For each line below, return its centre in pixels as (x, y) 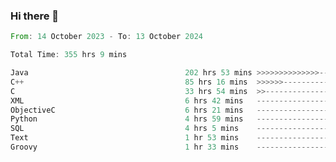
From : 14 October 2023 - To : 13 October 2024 (106, 37)
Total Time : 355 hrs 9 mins (69, 55)
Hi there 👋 (35, 16)
